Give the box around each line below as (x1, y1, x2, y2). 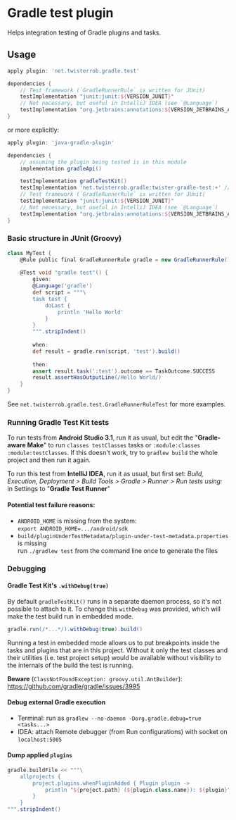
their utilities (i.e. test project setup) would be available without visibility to (7, 653, 221, 661)
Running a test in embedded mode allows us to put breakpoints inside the (7, 638, 220, 647)
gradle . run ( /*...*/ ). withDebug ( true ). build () (7, 626, 143, 633)
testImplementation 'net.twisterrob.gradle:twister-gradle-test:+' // (20, 185, 231, 192)
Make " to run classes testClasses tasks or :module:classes (27, 441, 201, 449)
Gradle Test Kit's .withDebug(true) (7, 581, 109, 590)
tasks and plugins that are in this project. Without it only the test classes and (7, 646, 228, 654)
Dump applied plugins (7, 751, 72, 759)
